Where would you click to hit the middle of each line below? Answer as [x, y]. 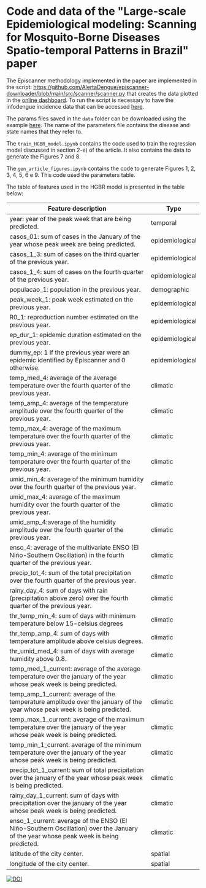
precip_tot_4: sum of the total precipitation [70, 572]
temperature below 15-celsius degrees [67, 623]
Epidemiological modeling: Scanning [102, 24]
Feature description [77, 208]
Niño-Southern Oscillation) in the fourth [67, 555]
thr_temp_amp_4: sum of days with [59, 633]
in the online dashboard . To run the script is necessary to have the [90, 100]
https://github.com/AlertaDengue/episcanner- [91, 87]
